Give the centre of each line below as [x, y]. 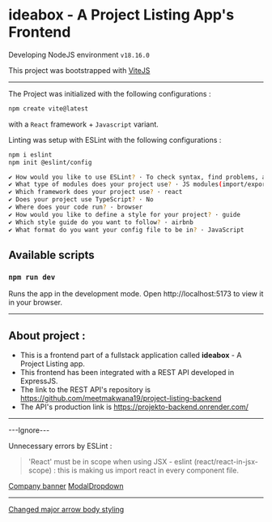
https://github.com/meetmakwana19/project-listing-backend [121, 399]
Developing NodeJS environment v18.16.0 [79, 54]
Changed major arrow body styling [66, 510]
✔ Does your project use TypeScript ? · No [81, 200]
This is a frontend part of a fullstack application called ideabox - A [131, 356]
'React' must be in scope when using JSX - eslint [110, 462]
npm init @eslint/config [50, 162]
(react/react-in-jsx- [226, 462]
